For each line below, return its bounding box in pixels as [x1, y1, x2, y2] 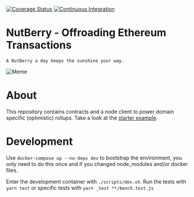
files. [6, 167, 18, 174]
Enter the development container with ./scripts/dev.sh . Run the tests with [6, 178, 186, 185]
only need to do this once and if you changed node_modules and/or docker [6, 160, 188, 167]
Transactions [6, 39, 72, 52]
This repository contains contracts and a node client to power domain [6, 108, 174, 115]
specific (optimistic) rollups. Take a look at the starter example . [6, 114, 158, 121]
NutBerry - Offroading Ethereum [6, 26, 166, 39]
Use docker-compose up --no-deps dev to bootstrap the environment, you [6, 154, 182, 161]
